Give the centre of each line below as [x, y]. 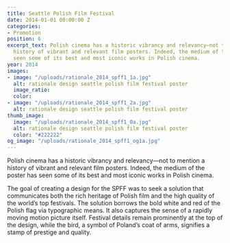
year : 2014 [23, 65]
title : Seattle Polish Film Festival [61, 13]
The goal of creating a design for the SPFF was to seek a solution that [105, 189]
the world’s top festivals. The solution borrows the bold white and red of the [114, 203]
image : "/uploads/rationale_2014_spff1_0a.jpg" [82, 122]
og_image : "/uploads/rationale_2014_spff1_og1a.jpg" [84, 141]
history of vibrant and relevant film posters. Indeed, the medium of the [106, 168]
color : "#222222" [38, 135]
